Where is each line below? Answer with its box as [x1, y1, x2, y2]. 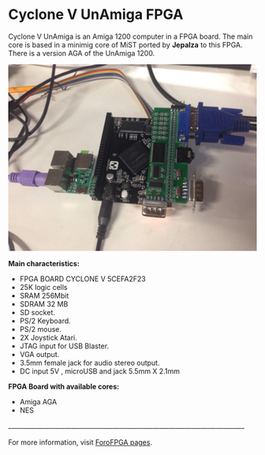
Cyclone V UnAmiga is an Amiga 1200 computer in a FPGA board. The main [8, 32, 253, 41]
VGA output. [19, 349, 60, 359]
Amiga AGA [19, 397, 58, 406]
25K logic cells [19, 282, 69, 291]
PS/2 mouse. [19, 324, 62, 333]
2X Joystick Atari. [19, 333, 77, 342]
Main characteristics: [8, 258, 80, 268]
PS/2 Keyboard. [19, 316, 71, 325]
